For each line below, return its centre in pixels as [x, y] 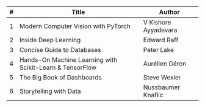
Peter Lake [159, 50]
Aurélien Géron [165, 64]
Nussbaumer [162, 87]
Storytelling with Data [50, 91]
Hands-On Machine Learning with [68, 60]
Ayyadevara [160, 30]
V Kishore [157, 22]
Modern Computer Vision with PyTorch [75, 26]
